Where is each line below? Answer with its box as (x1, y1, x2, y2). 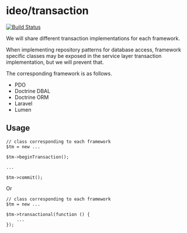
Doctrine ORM (14, 94, 49, 101)
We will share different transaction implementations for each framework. (6, 35, 180, 42)
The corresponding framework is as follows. (6, 70, 112, 77)
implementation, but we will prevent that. (6, 59, 104, 66)
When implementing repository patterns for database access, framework (6, 46, 182, 53)
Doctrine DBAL (14, 87, 51, 94)
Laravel (14, 100, 33, 107)
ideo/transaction (6, 4, 89, 18)
